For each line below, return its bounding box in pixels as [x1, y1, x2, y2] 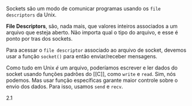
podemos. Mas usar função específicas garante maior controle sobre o [6, 77, 178, 84]
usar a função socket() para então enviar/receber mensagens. [6, 53, 157, 59]
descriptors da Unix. [6, 11, 57, 18]
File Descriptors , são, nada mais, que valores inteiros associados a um [6, 23, 178, 29]
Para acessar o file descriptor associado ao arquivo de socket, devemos [6, 47, 187, 54]
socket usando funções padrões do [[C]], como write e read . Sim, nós [6, 71, 176, 77]
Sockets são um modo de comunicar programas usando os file [6, 5, 161, 12]
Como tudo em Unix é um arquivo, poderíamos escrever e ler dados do [6, 64, 178, 71]
